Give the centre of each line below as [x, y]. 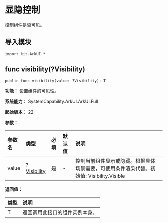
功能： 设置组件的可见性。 [32, 91]
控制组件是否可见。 [25, 25]
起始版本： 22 [19, 112]
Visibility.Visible [107, 176]
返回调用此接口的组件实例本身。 [60, 212]
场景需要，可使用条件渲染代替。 [113, 168]
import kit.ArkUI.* [25, 54]
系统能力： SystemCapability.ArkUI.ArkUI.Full [52, 101]
